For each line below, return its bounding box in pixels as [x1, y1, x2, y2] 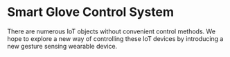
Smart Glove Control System [7, 4, 175, 20]
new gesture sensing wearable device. [7, 42, 118, 50]
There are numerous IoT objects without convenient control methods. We [7, 27, 216, 35]
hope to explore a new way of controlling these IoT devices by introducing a [7, 34, 224, 42]
